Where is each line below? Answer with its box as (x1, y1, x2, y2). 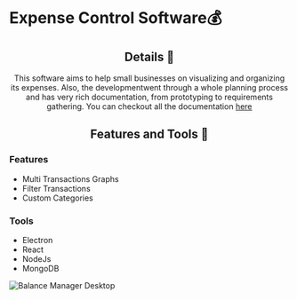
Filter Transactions (21, 183, 91, 193)
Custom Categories (21, 193, 93, 203)
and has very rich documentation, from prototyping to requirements (25, 91, 274, 102)
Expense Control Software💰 (9, 8, 222, 28)
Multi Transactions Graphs (21, 173, 119, 184)
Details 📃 (124, 49, 175, 64)
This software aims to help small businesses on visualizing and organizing (13, 73, 285, 83)
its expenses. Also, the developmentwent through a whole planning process (10, 83, 289, 92)
